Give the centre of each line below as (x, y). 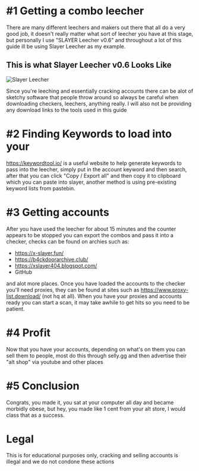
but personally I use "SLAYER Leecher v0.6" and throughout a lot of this (94, 40)
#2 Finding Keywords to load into (89, 134)
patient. (15, 309)
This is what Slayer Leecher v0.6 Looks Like (89, 65)
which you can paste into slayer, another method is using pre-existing (91, 182)
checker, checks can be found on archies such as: (68, 241)
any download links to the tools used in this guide (67, 110)
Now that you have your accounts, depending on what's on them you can (96, 349)
